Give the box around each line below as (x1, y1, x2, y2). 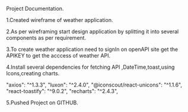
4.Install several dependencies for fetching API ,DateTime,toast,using (6, 63, 175, 71)
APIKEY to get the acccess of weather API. (6, 52, 111, 59)
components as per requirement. (6, 34, 87, 41)
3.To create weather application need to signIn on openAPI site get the (6, 46, 179, 53)
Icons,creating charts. (6, 70, 60, 76)
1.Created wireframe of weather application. (6, 17, 113, 23)
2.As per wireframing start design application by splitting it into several (6, 28, 179, 35)
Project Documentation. (6, 5, 64, 12)
